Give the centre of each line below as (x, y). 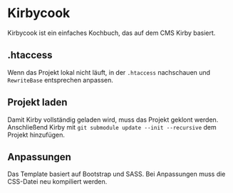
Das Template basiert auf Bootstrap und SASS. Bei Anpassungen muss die (116, 174)
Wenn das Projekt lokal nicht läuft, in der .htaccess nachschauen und (109, 72)
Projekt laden (37, 102)
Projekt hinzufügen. (36, 135)
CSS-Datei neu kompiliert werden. (57, 182)
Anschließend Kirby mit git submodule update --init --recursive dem (112, 127)
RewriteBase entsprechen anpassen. (61, 80)
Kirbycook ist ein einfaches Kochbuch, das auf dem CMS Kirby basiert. (112, 33)
